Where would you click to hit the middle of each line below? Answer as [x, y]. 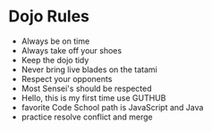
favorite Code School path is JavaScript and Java [112, 107]
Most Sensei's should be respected [87, 88]
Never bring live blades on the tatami [89, 70]
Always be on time [55, 41]
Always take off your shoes [72, 50]
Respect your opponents [67, 78]
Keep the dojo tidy [55, 60]
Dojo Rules [49, 16]
